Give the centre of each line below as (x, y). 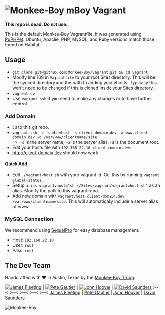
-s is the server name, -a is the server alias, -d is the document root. (89, 142)
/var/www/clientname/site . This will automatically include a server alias (85, 201)
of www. (21, 207)
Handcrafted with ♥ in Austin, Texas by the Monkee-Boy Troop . (70, 278)
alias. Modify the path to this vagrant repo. (55, 191)
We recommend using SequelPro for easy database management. (72, 230)
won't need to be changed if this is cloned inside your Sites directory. (83, 88)
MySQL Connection (29, 219)
